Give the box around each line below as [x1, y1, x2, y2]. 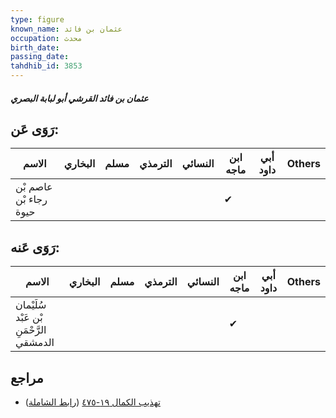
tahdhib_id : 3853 [10, 61, 83, 71]
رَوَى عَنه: [10, 239, 60, 256]
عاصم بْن [15, 180, 53, 194]
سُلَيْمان [15, 298, 47, 312]
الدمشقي [15, 336, 55, 350]
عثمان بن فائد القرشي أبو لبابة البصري [10, 92, 149, 104]
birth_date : [10, 42, 60, 53]
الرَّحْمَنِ [15, 323, 47, 337]
